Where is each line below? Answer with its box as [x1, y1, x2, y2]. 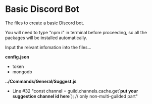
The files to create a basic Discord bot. [5, 20, 84, 26]
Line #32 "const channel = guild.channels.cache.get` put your [12, 88, 139, 94]
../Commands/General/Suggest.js [5, 78, 77, 84]
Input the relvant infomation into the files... [5, 44, 92, 50]
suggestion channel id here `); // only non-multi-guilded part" [12, 93, 138, 99]
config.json [5, 53, 30, 60]
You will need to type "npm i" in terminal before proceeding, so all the [5, 29, 147, 35]
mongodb [12, 68, 32, 75]
